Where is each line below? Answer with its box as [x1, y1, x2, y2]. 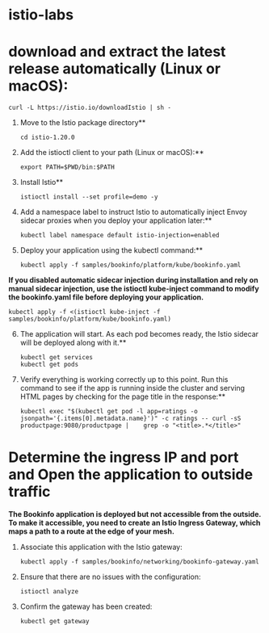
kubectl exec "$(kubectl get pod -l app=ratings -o [19, 408, 198, 416]
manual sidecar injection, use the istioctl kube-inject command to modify [8, 284, 260, 294]
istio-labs [8, 6, 74, 24]
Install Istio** [19, 178, 63, 187]
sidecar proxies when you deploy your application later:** [19, 216, 212, 225]
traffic [8, 483, 51, 501]
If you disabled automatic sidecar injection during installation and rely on [8, 275, 258, 285]
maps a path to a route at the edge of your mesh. [8, 526, 175, 536]
